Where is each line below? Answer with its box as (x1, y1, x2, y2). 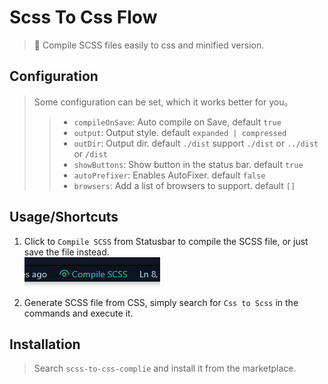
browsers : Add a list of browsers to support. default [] (73, 179, 296, 191)
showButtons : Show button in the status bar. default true (73, 158, 304, 170)
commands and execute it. (23, 307, 134, 319)
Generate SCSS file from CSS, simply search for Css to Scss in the (23, 296, 299, 308)
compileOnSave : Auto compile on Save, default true (73, 116, 282, 128)
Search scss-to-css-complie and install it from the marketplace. (33, 362, 297, 375)
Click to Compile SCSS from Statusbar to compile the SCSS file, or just (23, 235, 309, 247)
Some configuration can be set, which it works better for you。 (33, 96, 294, 108)
